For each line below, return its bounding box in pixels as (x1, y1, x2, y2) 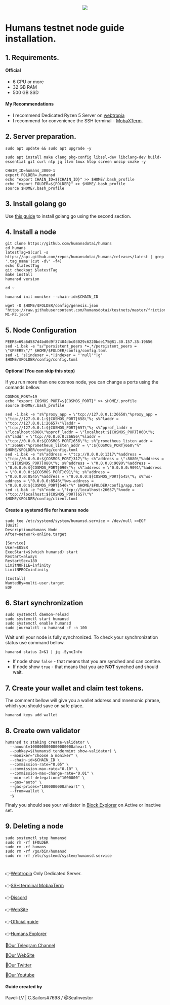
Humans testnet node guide (5, 22, 125, 34)
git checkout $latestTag (5, 268, 58, 273)
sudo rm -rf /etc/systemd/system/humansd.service (5, 853, 112, 858)
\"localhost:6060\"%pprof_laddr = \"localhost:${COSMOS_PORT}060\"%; (5, 430, 155, 435)
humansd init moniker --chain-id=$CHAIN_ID (5, 294, 99, 299)
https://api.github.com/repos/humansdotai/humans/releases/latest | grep (5, 254, 164, 260)
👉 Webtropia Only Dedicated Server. (5, 871, 82, 877)
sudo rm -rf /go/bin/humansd (5, 849, 67, 854)
